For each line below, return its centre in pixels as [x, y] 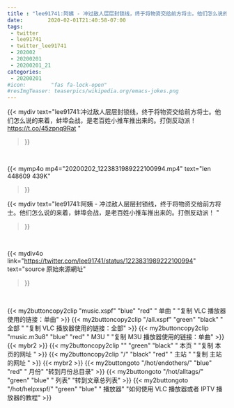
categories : [24, 72]
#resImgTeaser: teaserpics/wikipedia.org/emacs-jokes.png [93, 91]
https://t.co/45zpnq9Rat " [44, 129]
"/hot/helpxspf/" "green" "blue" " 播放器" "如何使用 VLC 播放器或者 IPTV [111, 389]
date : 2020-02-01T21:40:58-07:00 [67, 20]
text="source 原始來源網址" [47, 269]
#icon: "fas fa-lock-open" [57, 85]
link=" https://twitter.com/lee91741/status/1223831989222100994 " [102, 261]
